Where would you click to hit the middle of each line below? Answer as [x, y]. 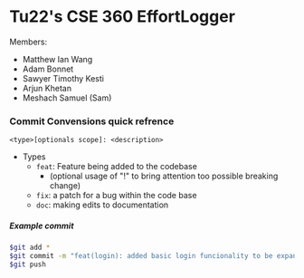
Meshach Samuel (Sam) [67, 98]
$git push [28, 264]
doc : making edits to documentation [102, 205]
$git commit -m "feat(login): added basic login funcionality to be [141, 256]
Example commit [42, 225]
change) [65, 186]
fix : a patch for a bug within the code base [116, 196]
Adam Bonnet [48, 69]
